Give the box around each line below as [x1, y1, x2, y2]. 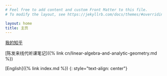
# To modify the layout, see [5, 12, 66, 17]
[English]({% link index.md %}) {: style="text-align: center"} [5, 66, 128, 72]
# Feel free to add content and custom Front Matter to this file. [5, 7, 148, 12]
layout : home [5, 21, 32, 26]
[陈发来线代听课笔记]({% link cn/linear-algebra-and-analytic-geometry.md [5, 50, 158, 56]
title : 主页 [5, 25, 28, 30]
